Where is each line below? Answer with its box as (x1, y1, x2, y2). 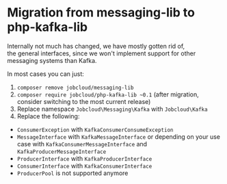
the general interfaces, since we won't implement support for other (7, 49, 196, 57)
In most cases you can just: (7, 70, 84, 78)
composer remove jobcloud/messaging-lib (16, 84, 134, 91)
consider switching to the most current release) (16, 97, 151, 105)
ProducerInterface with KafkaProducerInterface (16, 154, 152, 162)
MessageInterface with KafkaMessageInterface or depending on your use (16, 132, 221, 141)
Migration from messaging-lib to (7, 5, 195, 21)
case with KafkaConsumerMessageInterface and (16, 140, 148, 148)
